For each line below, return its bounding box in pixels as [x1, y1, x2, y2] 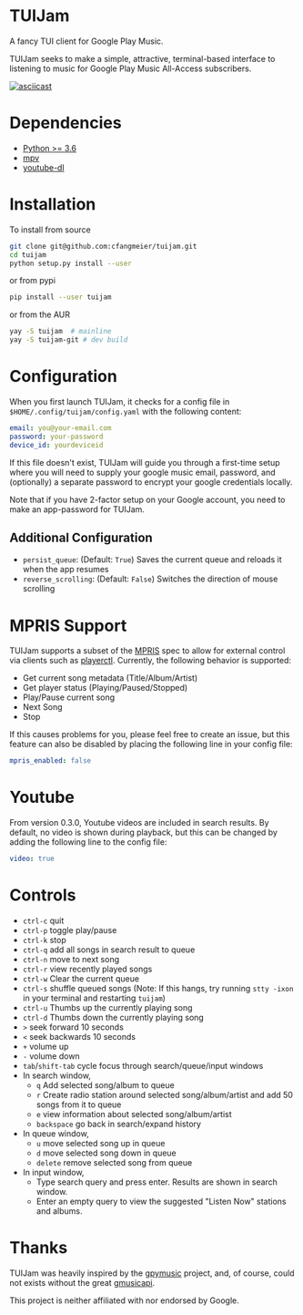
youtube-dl [22, 161, 66, 173]
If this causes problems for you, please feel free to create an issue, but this [9, 729, 290, 740]
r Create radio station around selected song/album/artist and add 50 [35, 1090, 294, 1100]
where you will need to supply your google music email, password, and [9, 467, 276, 478]
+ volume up [22, 1041, 69, 1052]
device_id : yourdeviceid [9, 440, 104, 449]
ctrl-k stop [22, 935, 66, 945]
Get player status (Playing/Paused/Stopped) [22, 683, 188, 693]
